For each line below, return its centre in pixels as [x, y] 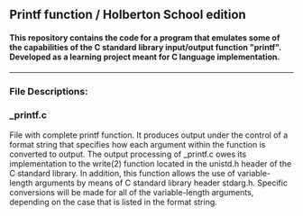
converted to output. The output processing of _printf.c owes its [128, 154]
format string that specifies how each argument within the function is [138, 144]
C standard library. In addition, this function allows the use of [123, 173]
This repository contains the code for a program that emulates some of [145, 37]
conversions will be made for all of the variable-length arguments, [132, 192]
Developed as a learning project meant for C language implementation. [145, 57]
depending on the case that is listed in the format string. [114, 202]
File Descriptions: [49, 91]
